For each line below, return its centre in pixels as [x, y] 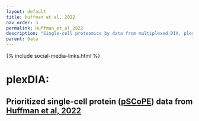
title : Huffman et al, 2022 [41, 17]
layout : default [26, 12]
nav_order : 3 [22, 22]
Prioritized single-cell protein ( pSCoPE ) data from [99, 101]
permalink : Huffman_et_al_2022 [45, 28]
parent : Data [22, 39]
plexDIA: [28, 80]
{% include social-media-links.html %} [53, 56]
